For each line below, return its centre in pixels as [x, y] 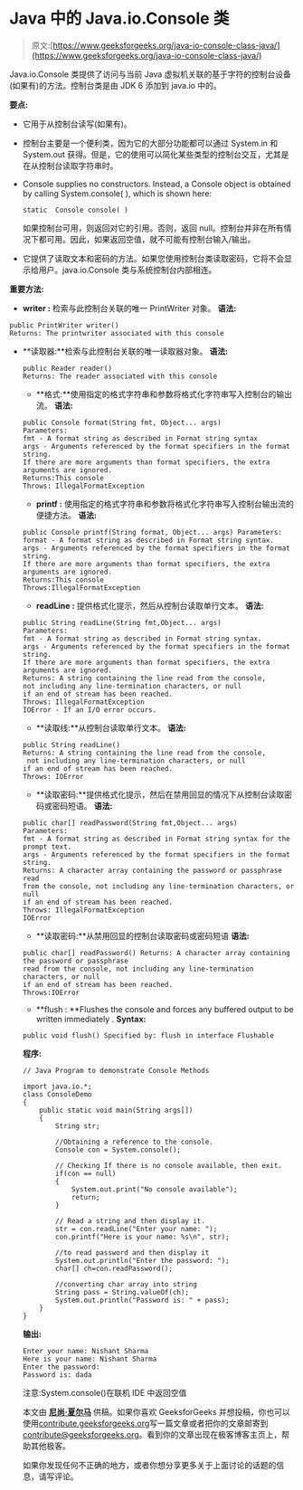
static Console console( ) [75, 210]
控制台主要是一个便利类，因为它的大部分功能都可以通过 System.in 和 [150, 143]
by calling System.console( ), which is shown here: [117, 193]
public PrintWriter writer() [64, 325]
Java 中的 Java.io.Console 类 [119, 19]
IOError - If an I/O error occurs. [90, 710]
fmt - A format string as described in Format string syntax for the [156, 839]
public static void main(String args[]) [116, 1110]
